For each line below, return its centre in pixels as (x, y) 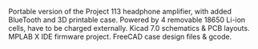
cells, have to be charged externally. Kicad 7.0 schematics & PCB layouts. (129, 28)
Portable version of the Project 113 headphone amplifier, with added (120, 11)
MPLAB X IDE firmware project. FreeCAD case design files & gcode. (120, 36)
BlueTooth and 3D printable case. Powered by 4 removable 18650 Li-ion (127, 20)
